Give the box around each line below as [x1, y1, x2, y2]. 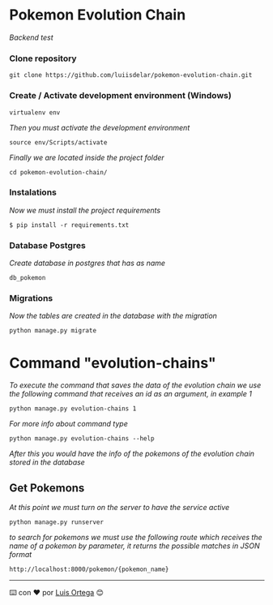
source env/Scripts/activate [9, 138, 108, 147]
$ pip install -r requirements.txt [9, 221, 130, 229]
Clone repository [9, 53, 77, 64]
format [9, 550, 32, 560]
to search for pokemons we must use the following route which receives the [9, 533, 262, 543]
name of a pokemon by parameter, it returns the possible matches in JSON [9, 541, 260, 551]
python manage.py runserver [9, 518, 105, 526]
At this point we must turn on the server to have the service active [9, 503, 230, 513]
